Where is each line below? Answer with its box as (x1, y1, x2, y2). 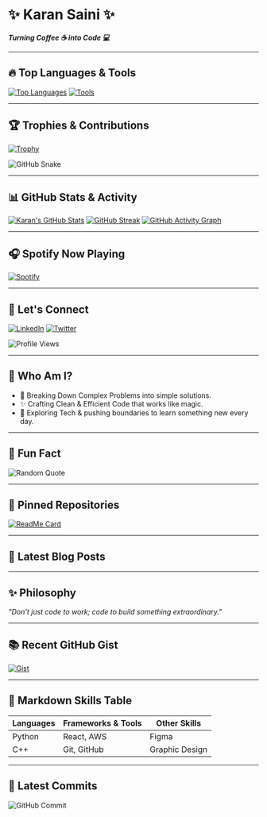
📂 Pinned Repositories (8, 499, 120, 512)
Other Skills (156, 717, 201, 728)
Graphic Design (149, 744, 208, 755)
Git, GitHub (63, 744, 105, 755)
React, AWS (63, 730, 107, 742)
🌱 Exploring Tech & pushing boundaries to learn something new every (19, 407, 249, 418)
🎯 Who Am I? (8, 369, 73, 383)
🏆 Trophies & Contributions (8, 119, 149, 133)
